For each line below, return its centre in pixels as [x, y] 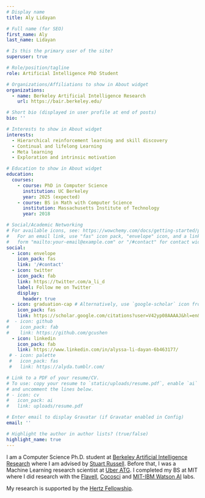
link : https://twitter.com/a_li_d [61, 281]
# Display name [26, 12]
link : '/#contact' [41, 265]
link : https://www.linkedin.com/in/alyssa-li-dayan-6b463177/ [98, 350]
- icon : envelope [34, 253]
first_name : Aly [27, 34]
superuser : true [27, 57]
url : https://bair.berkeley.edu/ [60, 101]
